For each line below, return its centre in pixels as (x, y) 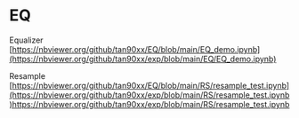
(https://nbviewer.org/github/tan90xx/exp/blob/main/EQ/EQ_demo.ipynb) (143, 59)
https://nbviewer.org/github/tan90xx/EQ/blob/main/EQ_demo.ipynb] (136, 49)
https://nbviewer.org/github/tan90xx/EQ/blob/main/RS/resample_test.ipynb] (151, 85)
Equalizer (26, 40)
